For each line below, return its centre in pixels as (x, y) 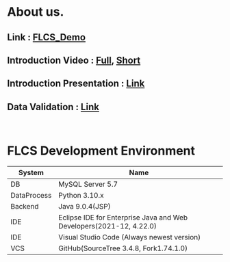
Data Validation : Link (53, 107)
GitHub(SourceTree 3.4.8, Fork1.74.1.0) (123, 248)
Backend (25, 207)
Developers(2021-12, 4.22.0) (107, 226)
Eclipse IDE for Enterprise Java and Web (123, 218)
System (31, 173)
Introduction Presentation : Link (76, 84)
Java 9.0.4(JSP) (84, 207)
